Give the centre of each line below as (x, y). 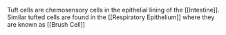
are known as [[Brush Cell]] (46, 24)
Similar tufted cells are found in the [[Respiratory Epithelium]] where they (111, 17)
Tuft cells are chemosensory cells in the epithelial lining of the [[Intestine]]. (113, 10)
